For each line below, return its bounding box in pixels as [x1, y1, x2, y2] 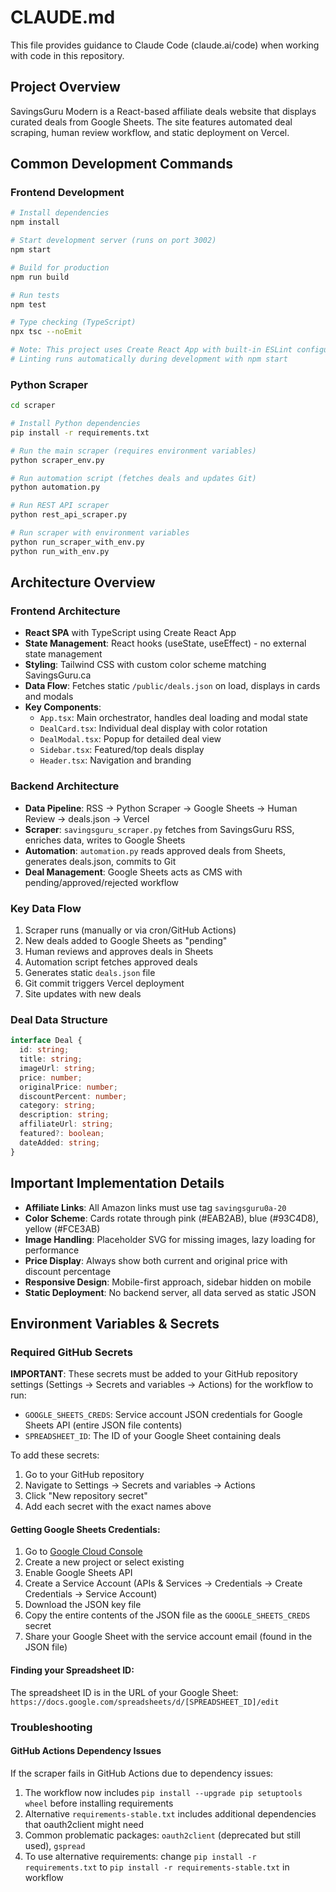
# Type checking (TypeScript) [10, 317, 137, 328]
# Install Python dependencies [10, 419, 141, 429]
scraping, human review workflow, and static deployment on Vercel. [10, 126, 290, 138]
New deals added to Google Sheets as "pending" [24, 935, 228, 947]
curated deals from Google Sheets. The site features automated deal [10, 116, 293, 128]
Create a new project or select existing [24, 1556, 185, 1568]
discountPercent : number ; [19, 1091, 128, 1101]
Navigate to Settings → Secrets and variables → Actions [24, 1479, 256, 1491]
